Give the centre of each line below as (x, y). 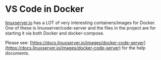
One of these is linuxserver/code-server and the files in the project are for (80, 28)
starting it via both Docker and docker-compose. (55, 33)
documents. (17, 53)
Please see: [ (18, 42)
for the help (134, 48)
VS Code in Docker (45, 9)
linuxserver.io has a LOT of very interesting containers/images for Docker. (80, 23)
